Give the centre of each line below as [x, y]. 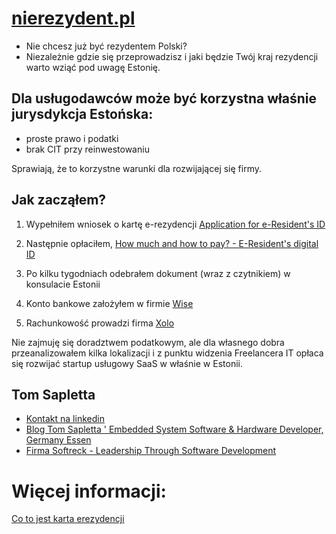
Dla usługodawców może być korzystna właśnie [164, 98]
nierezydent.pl [73, 18]
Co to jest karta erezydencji [68, 519]
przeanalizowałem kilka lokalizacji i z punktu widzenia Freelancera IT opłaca [167, 353]
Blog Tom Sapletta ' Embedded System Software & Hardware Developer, [174, 429]
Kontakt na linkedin [65, 419]
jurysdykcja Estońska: [82, 114]
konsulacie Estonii [63, 284]
